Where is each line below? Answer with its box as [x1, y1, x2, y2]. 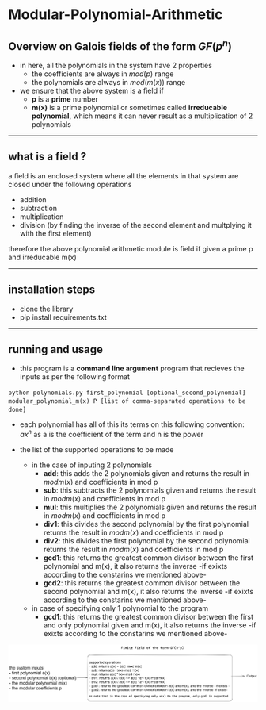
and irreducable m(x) [8, 252, 77, 262]
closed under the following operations [8, 179, 132, 189]
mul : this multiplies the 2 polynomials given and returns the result [43, 502, 257, 512]
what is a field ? [8, 150, 87, 163]
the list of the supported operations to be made [19, 445, 174, 455]
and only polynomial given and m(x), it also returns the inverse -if [43, 620, 256, 630]
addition [19, 194, 47, 204]
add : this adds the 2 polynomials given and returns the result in [43, 469, 250, 478]
